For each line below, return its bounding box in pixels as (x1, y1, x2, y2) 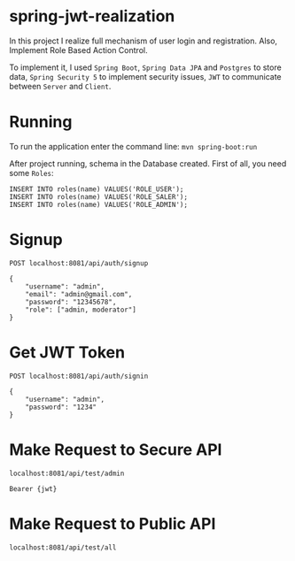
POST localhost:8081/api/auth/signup (9, 258, 149, 267)
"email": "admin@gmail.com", (25, 289, 133, 298)
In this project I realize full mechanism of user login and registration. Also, (9, 35, 277, 46)
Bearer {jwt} (9, 484, 58, 493)
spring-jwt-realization (9, 6, 175, 27)
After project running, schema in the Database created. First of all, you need (9, 158, 287, 169)
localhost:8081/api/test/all (9, 542, 117, 552)
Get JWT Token (9, 342, 126, 362)
